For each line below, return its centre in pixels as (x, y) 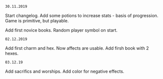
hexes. (12, 53)
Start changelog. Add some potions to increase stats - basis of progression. (82, 16)
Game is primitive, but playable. (37, 21)
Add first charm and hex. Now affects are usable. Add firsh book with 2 (77, 48)
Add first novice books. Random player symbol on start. (61, 30)
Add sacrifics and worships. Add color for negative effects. (65, 71)
